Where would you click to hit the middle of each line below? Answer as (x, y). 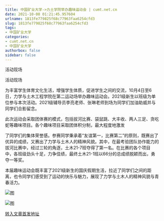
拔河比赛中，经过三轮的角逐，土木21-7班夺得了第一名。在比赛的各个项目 (78, 148)
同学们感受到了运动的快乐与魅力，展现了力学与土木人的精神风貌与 (88, 177)
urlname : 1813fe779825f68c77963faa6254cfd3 (50, 19)
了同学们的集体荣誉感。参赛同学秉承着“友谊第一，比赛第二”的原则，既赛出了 (82, 135)
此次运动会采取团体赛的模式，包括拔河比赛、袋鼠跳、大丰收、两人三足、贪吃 (82, 119)
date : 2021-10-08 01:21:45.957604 (40, 14)
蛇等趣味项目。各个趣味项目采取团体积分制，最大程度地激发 (65, 125)
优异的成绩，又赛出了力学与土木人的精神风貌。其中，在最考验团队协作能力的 (82, 142)
